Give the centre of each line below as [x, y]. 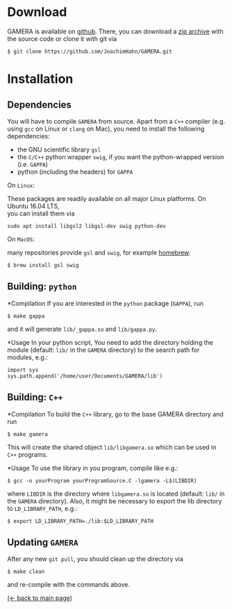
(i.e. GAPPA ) [33, 164]
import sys [23, 370]
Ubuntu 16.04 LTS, [34, 206]
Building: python [42, 287]
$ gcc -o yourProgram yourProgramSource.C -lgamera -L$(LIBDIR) [102, 480]
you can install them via [41, 213]
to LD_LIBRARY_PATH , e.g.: [42, 508]
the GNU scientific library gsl [59, 149]
